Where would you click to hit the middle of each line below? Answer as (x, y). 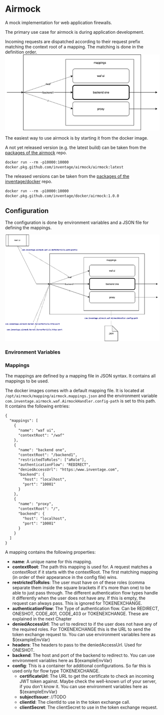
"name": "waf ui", (37, 430)
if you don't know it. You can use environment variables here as (83, 687)
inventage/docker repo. (29, 181)
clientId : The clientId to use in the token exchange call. (75, 702)
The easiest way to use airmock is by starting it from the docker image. (77, 138)
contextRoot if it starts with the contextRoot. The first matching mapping (85, 572)
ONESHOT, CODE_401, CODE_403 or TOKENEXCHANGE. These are (80, 614)
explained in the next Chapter (42, 619)
